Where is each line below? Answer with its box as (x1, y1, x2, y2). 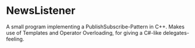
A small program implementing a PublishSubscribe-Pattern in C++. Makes (6, 23, 185, 30)
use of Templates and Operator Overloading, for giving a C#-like (6, 29, 162, 36)
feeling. (6, 35, 25, 42)
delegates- (163, 29, 190, 36)
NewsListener (6, 4, 76, 17)
